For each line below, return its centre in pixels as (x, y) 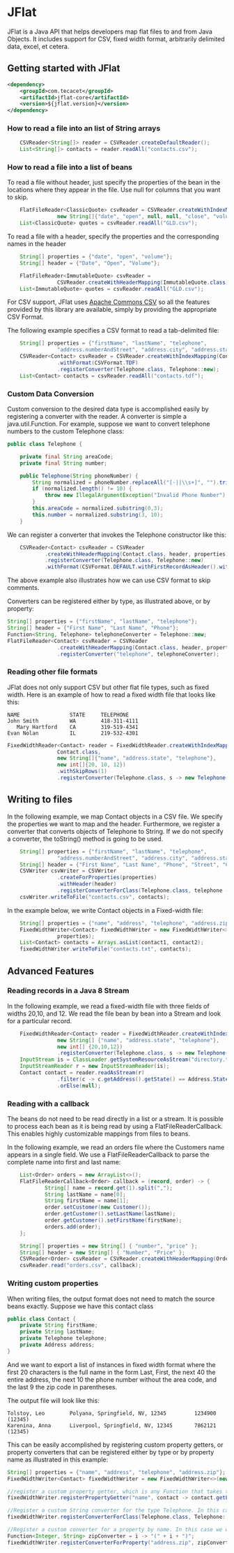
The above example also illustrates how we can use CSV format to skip (109, 580)
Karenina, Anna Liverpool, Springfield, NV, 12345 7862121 (112, 1425)
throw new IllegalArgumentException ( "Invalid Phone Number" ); (136, 496)
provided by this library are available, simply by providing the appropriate (112, 310)
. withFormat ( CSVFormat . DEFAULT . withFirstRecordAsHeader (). (132, 567)
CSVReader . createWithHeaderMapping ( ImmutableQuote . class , (143, 282)
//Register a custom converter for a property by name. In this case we (115, 1530)
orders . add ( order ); (72, 1227)
